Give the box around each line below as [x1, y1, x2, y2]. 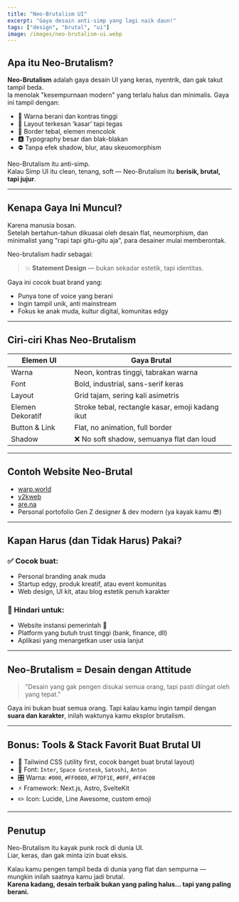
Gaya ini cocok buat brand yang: [7, 278, 103, 286]
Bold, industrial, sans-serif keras [74, 379, 184, 389]
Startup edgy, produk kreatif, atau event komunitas [17, 580, 167, 588]
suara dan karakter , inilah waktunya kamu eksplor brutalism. [7, 711, 186, 720]
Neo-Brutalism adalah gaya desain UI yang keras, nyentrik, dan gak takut [7, 75, 223, 84]
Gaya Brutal [130, 355, 172, 365]
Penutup [7, 824, 46, 837]
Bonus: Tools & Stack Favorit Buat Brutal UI [7, 738, 201, 751]
